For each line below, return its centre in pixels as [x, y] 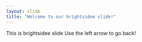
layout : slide [23, 11]
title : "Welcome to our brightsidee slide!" [61, 17]
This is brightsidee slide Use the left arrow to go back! [71, 33]
